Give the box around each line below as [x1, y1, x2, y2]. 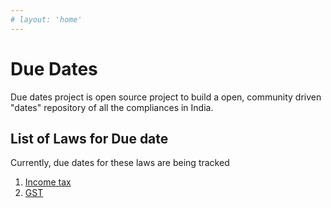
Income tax [24, 176, 72, 188]
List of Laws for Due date [10, 130, 169, 147]
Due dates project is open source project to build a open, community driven [10, 91, 322, 103]
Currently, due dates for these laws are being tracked [10, 157, 230, 169]
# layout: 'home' [10, 14, 83, 25]
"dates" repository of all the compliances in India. [10, 101, 214, 113]
